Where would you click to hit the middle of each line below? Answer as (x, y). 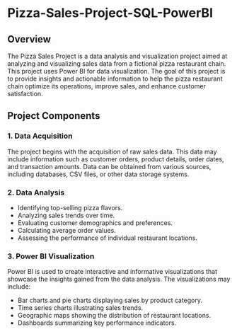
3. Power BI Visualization (51, 256)
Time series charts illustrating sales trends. (80, 308)
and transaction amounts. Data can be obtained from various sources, (109, 166)
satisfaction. (25, 94)
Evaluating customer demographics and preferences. (95, 223)
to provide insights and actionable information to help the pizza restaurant (115, 79)
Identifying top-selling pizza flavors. (70, 207)
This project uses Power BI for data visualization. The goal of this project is (116, 71)
